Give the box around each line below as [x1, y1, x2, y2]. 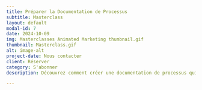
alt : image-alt [6, 48, 44, 54]
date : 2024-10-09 [6, 31, 50, 37]
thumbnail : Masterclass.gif [6, 42, 77, 48]
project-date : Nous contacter [6, 53, 82, 59]
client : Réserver [6, 58, 50, 64]
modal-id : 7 [6, 25, 36, 32]
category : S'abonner [6, 64, 58, 70]
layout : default [6, 20, 47, 26]
